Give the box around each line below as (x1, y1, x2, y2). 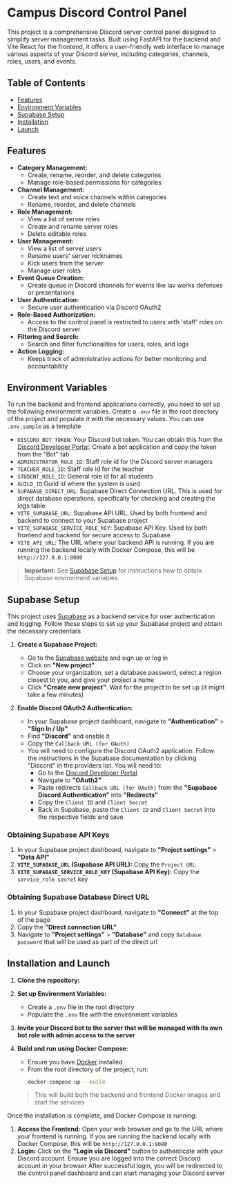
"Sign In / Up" (27, 725, 68, 733)
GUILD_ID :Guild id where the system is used (17, 479, 140, 488)
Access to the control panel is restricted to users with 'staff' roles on (27, 317, 222, 326)
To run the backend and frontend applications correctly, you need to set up (7, 400, 221, 409)
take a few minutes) (27, 690, 84, 699)
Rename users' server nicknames (27, 251, 123, 260)
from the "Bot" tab (17, 450, 70, 459)
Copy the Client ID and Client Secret (37, 798, 148, 806)
